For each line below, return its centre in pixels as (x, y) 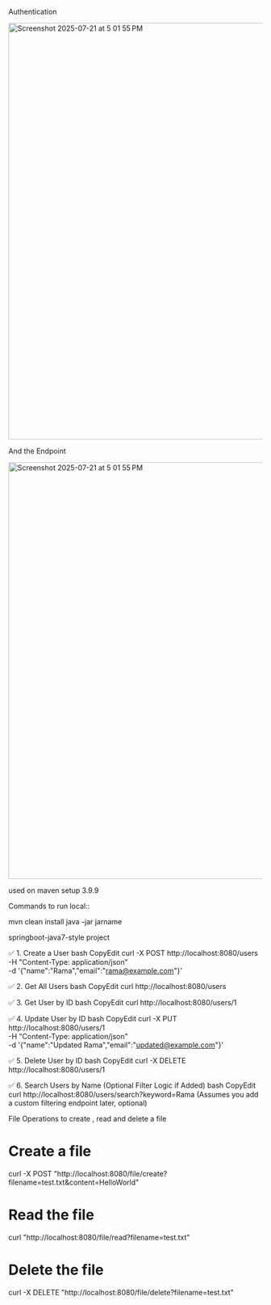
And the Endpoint (37, 451)
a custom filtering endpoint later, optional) (78, 1103)
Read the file (51, 1215)
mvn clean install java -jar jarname (65, 922)
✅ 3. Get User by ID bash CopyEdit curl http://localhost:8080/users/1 (123, 1002)
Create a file (50, 1151)
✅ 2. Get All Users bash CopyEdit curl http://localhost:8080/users (117, 986)
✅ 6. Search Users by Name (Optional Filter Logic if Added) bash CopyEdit (132, 1085)
